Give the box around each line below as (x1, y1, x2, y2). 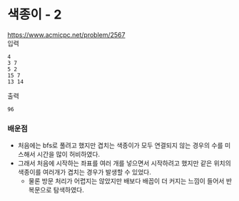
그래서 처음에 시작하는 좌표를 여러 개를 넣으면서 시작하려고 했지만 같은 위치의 (17, 159, 232, 167)
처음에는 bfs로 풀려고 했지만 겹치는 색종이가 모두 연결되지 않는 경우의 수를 (17, 141, 223, 150)
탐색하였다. (53, 186, 84, 195)
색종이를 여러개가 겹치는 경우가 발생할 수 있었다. (17, 168, 151, 177)
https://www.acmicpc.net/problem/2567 (7, 30, 126, 39)
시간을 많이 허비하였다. (36, 150, 101, 159)
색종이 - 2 (7, 6, 62, 23)
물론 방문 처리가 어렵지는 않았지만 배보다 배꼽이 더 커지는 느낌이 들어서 (28, 177, 225, 185)
